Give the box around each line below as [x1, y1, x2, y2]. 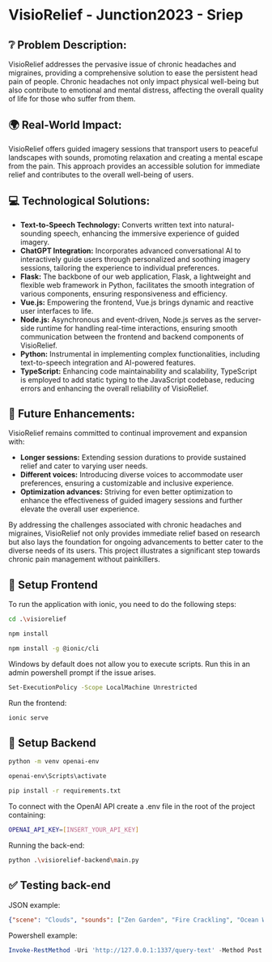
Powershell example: [8, 930, 78, 940]
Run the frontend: [8, 698, 67, 708]
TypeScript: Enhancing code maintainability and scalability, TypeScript [19, 366, 257, 376]
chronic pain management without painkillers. [8, 554, 160, 564]
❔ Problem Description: [8, 38, 127, 52]
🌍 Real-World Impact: [8, 118, 122, 132]
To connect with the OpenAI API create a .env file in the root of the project [8, 802, 256, 811]
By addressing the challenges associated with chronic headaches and [8, 520, 242, 530]
